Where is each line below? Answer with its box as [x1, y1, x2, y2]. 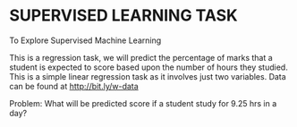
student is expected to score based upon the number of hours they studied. [9, 62, 288, 72]
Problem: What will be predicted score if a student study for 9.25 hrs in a [9, 97, 277, 108]
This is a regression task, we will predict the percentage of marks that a [9, 52, 273, 63]
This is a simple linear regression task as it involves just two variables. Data [9, 71, 286, 81]
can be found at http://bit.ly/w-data [9, 80, 139, 91]
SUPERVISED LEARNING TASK [9, 5, 239, 26]
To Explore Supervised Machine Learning [9, 35, 162, 46]
